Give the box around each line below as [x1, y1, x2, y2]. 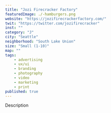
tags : [5, 52, 16, 58]
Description [5, 102, 28, 108]
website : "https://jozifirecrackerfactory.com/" [5, 16, 107, 21]
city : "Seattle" [5, 35, 38, 40]
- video [14, 75, 29, 80]
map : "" [5, 48, 21, 53]
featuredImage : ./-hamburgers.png [5, 12, 76, 17]
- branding [14, 67, 36, 71]
